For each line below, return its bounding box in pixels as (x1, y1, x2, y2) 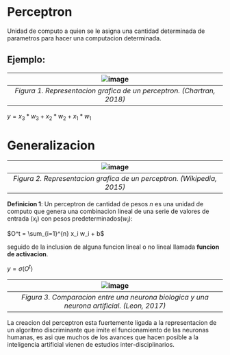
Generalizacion (7, 138, 96, 153)
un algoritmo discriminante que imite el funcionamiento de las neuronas (7, 326, 209, 334)
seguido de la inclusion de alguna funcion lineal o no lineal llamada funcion (7, 243, 220, 251)
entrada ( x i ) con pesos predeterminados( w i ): (7, 215, 133, 225)
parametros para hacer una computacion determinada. (7, 34, 162, 42)
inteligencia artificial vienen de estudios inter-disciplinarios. (7, 340, 175, 348)
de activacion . (7, 250, 49, 258)
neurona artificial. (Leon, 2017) (64, 301, 166, 310)
